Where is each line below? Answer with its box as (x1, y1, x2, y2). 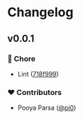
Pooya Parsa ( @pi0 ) (17, 103, 77, 112)
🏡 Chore (7, 54, 35, 64)
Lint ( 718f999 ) (17, 69, 59, 78)
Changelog (7, 4, 74, 21)
